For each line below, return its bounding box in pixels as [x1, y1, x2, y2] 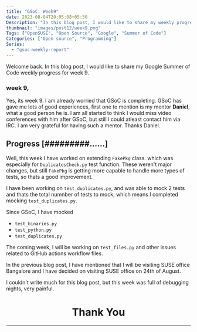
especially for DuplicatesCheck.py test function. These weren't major [6, 161, 172, 168]
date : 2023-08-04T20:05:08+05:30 [6, 14, 88, 20]
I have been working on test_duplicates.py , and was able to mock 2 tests [6, 184, 185, 191]
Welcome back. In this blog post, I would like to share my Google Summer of [6, 63, 191, 70]
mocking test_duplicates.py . [6, 197, 77, 204]
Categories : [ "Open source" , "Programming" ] [6, 36, 117, 42]
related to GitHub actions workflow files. [6, 250, 104, 257]
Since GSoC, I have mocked [6, 208, 73, 215]
